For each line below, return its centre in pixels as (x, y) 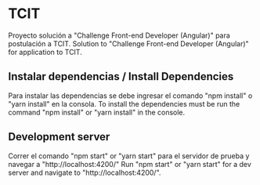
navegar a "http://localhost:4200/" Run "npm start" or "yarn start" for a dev (130, 164)
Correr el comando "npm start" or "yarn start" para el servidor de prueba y (129, 156)
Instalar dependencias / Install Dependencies (121, 76)
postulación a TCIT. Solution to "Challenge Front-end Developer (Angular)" (128, 43)
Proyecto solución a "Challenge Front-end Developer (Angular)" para (119, 35)
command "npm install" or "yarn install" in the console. (97, 112)
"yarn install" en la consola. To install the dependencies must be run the (124, 103)
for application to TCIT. (45, 52)
